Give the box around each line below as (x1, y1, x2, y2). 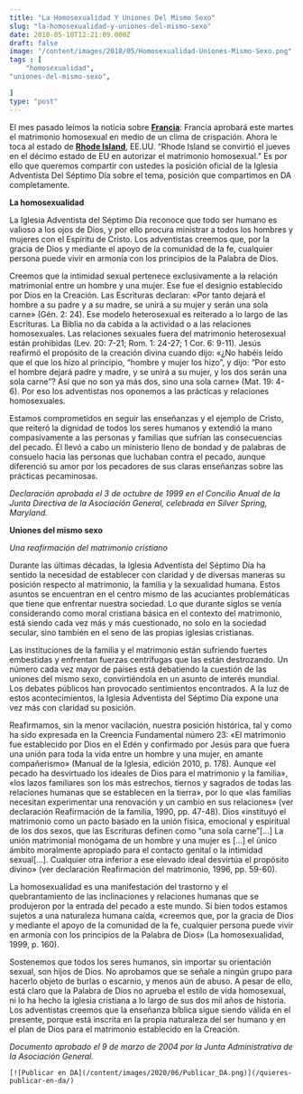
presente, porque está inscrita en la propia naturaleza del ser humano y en (9, 1014, 287, 1024)
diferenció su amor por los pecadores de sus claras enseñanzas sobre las (9, 460, 284, 471)
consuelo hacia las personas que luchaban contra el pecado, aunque (9, 451, 266, 462)
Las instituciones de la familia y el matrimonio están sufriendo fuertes (9, 644, 268, 655)
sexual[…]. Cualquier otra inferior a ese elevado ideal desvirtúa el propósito (9, 854, 289, 864)
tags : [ (9, 55, 42, 64)
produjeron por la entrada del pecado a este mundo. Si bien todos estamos (9, 901, 289, 911)
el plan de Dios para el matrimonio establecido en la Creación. (9, 1023, 241, 1034)
